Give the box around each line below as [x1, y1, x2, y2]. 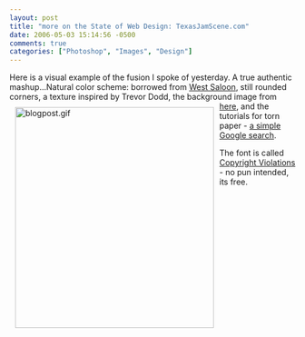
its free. [219, 176, 248, 187]
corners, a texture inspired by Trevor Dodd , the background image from [9, 92, 277, 103]
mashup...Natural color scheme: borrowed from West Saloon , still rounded [9, 82, 288, 93]
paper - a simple [219, 120, 281, 132]
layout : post [9, 13, 59, 23]
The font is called [219, 147, 284, 159]
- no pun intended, [219, 167, 289, 178]
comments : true [9, 38, 67, 48]
